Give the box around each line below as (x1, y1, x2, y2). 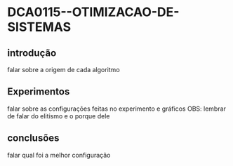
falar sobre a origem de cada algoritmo (7, 66, 121, 74)
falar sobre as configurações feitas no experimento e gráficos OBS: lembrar (7, 104, 227, 113)
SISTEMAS (7, 19, 72, 35)
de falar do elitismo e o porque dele (7, 111, 110, 120)
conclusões (7, 132, 60, 144)
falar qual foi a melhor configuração (7, 151, 111, 159)
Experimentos (7, 85, 70, 98)
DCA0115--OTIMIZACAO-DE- (7, 4, 180, 20)
